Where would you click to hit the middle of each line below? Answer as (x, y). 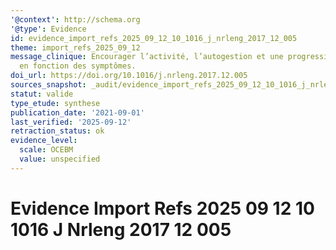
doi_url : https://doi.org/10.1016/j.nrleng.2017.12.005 (129, 76)
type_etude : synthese (55, 103)
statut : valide (42, 94)
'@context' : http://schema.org (75, 19)
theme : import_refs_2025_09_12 (75, 47)
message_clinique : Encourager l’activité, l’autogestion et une (147, 57)
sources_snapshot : (48, 85)
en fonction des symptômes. (78, 66)
